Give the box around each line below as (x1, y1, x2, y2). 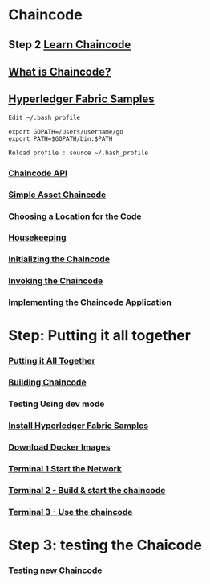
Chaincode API (8, 167, 68, 179)
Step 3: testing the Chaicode (8, 536, 203, 554)
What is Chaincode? (8, 64, 111, 78)
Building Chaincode (8, 376, 87, 388)
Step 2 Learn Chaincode (8, 38, 131, 51)
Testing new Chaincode (8, 565, 103, 576)
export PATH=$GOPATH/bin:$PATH (8, 134, 113, 142)
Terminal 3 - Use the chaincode (8, 506, 133, 517)
